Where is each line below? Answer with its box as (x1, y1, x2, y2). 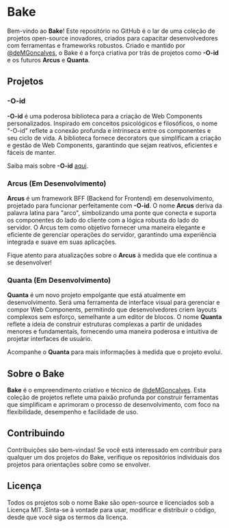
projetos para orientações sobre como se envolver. (7, 460, 151, 468)
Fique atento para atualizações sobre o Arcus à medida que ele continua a (7, 251, 217, 259)
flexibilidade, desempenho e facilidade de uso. (7, 408, 139, 416)
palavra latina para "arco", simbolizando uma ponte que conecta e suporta (7, 208, 217, 216)
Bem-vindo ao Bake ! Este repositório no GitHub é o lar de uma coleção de (7, 27, 215, 35)
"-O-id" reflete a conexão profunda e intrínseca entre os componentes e (7, 126, 211, 134)
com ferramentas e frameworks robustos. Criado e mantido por (7, 41, 186, 49)
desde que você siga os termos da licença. (7, 513, 129, 521)
